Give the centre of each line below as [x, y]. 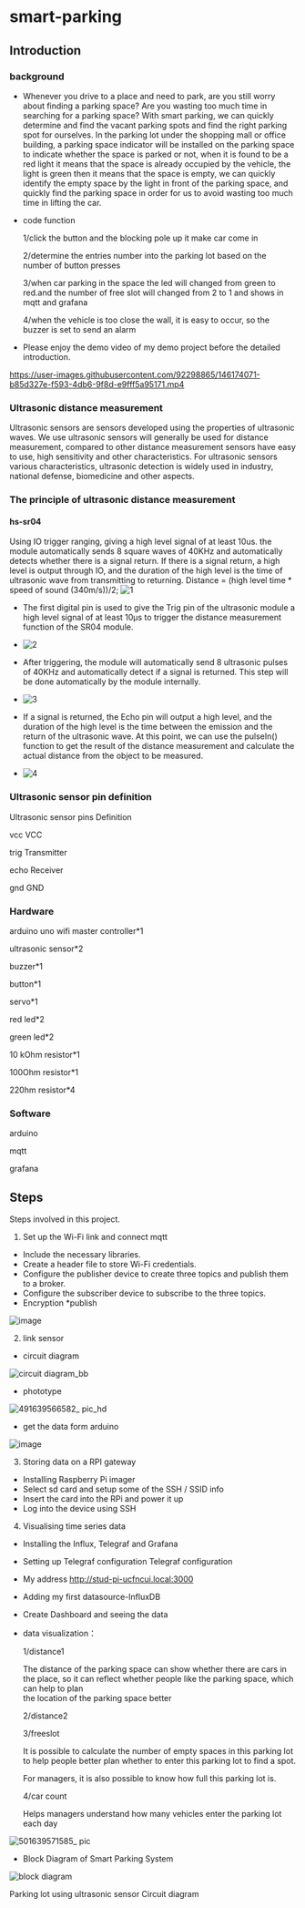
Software [30, 1113]
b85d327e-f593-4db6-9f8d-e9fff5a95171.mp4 [97, 384]
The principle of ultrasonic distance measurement [122, 500]
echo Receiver [36, 870]
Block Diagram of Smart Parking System [98, 1859]
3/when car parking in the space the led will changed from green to [149, 282]
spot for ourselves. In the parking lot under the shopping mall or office [154, 135]
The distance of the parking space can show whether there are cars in [154, 1669]
